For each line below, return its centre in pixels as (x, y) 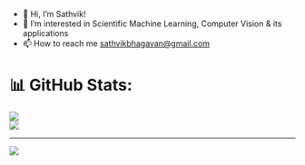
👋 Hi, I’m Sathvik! (54, 14)
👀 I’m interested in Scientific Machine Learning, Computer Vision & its (152, 24)
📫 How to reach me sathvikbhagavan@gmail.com (116, 44)
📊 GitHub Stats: (71, 85)
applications (45, 33)
